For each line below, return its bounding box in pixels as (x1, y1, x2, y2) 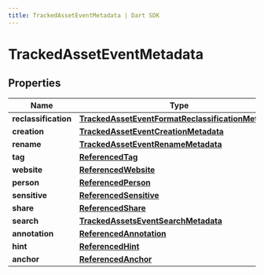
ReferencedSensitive (79, 189, 159, 200)
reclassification (12, 113, 72, 124)
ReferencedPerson (79, 177, 151, 188)
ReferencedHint (79, 240, 140, 251)
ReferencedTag (79, 151, 138, 162)
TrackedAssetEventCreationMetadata (79, 126, 224, 137)
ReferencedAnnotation (79, 228, 167, 239)
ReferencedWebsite (79, 164, 156, 175)
